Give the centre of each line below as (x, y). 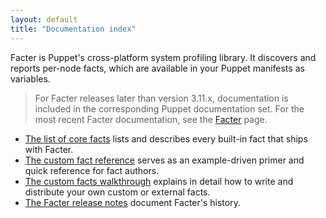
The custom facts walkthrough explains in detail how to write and (159, 181)
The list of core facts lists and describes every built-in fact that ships (166, 138)
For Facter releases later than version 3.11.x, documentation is (161, 98)
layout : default (44, 19)
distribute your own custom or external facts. (117, 192)
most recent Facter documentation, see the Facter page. (151, 119)
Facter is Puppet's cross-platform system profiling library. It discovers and (163, 57)
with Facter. (49, 149)
